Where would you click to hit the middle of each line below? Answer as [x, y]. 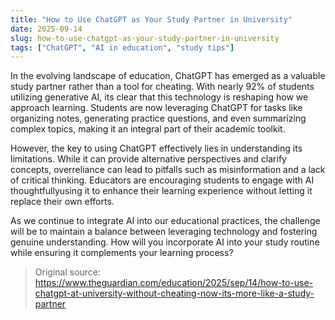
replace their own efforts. [62, 202]
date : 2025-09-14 [46, 29]
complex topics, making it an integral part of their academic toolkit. [148, 129]
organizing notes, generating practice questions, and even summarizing [158, 118]
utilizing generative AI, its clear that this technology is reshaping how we [159, 97]
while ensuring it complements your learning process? [122, 253]
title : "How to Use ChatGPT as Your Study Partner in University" [151, 19]
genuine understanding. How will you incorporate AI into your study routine [165, 242]
